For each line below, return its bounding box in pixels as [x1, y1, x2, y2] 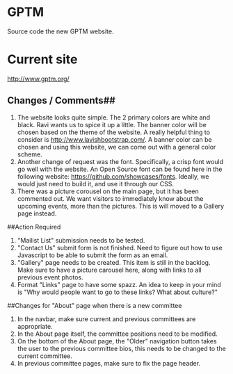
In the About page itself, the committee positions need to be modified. [17, 330, 218, 338]
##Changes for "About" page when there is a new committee [7, 301, 182, 309]
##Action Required [7, 222, 61, 231]
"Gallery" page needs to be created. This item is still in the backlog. [17, 258, 211, 266]
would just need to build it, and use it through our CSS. [17, 179, 174, 188]
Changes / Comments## [7, 95, 116, 106]
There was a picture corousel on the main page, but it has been [17, 187, 200, 195]
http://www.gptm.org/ [7, 74, 70, 83]
